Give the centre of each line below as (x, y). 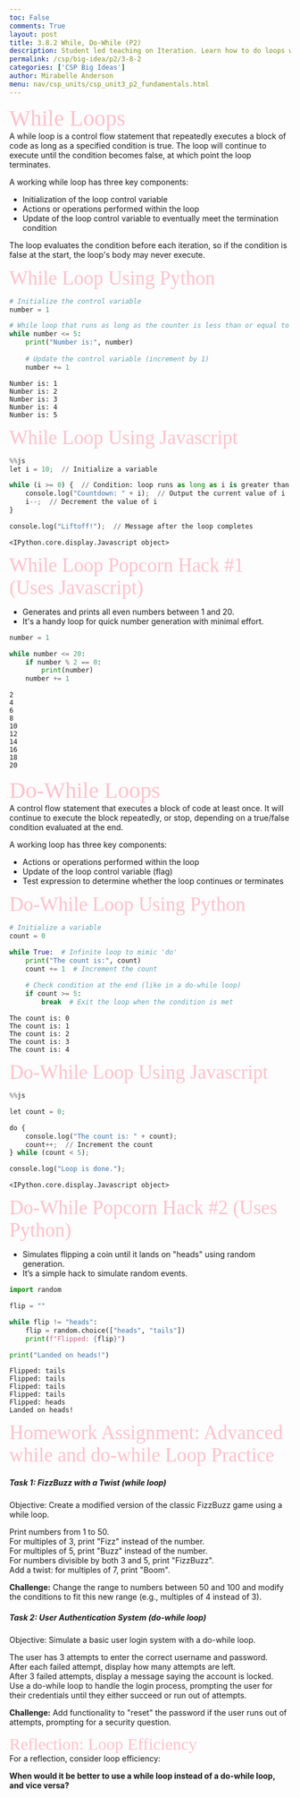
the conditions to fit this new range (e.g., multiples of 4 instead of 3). (135, 1597)
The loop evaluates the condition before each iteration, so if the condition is (148, 245)
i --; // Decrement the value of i (92, 502)
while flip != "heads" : (54, 1322)
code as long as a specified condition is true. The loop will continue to (138, 145)
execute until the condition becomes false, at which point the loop (130, 155)
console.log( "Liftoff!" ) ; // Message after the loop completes (131, 526)
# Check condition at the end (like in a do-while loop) (133, 986)
